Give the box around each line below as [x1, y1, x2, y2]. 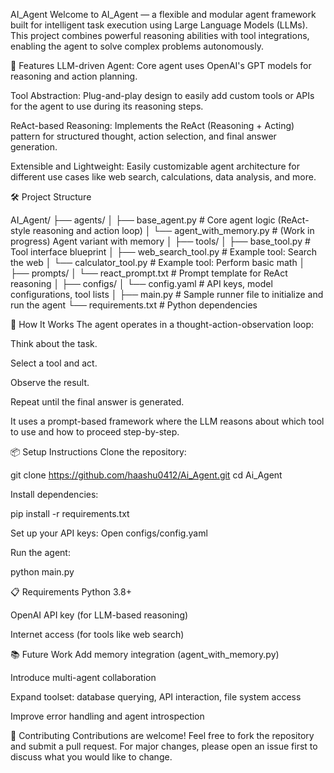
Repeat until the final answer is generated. [10, 396, 185, 408]
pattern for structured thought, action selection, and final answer [10, 130, 277, 142]
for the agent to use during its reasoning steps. [10, 100, 204, 112]
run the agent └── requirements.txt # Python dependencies [10, 299, 258, 311]
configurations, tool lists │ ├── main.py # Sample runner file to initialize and [10, 289, 324, 300]
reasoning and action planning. [10, 70, 138, 82]
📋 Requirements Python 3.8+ [10, 586, 132, 598]
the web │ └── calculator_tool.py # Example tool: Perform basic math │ [10, 257, 306, 268]
